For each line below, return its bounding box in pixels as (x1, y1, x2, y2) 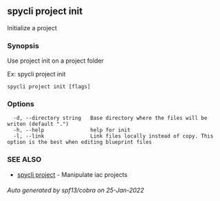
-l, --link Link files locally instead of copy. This (13, 133, 214, 140)
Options (7, 99, 34, 109)
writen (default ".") (7, 120, 69, 128)
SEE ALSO (7, 155, 42, 165)
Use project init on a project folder (7, 56, 104, 65)
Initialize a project (7, 23, 57, 32)
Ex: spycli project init (7, 70, 66, 78)
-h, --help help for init (13, 127, 131, 134)
